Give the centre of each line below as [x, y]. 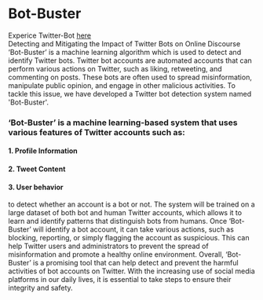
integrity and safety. [40, 288]
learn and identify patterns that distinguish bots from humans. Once [118, 221]
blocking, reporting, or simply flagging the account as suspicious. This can [129, 238]
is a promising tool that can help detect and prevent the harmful [135, 263]
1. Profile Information [43, 151]
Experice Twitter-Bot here [50, 35]
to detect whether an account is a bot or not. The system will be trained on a [131, 204]
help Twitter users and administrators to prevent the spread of [109, 246]
